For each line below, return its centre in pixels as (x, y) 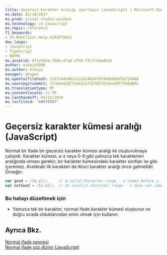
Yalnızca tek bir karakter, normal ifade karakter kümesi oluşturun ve (81, 209)
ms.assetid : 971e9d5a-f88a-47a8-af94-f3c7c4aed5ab (59, 61)
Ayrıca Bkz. (23, 230)
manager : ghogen (22, 74)
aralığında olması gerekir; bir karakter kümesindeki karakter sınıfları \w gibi (81, 161)
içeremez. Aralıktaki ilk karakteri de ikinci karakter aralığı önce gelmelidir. (80, 167)
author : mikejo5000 (25, 65)
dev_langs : (16, 42)
